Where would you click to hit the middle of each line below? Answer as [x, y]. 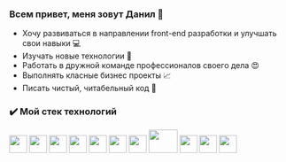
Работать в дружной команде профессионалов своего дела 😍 [140, 66]
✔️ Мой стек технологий [63, 112]
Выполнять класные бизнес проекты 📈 [97, 75]
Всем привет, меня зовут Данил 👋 [86, 14]
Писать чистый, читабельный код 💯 [89, 89]
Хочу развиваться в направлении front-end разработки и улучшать [149, 34]
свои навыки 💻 [51, 43]
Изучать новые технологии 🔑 [77, 56]
